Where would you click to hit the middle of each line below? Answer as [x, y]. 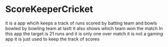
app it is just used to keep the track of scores [53, 39]
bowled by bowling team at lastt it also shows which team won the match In [84, 28]
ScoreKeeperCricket [49, 9]
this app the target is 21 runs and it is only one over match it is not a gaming [84, 33]
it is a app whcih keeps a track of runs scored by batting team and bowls [81, 23]
